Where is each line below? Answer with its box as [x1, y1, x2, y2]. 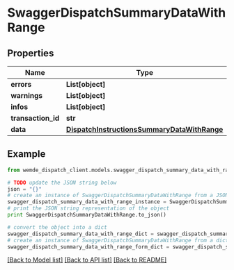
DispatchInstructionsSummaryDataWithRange [65, 125, 224, 134]
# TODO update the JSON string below [7, 179, 117, 186]
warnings [10, 91, 43, 100]
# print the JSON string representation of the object [7, 205, 170, 212]
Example [7, 148, 46, 160]
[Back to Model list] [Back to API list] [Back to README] [7, 255, 167, 264]
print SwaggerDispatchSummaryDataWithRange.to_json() [7, 212, 167, 219]
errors [10, 80, 32, 89]
